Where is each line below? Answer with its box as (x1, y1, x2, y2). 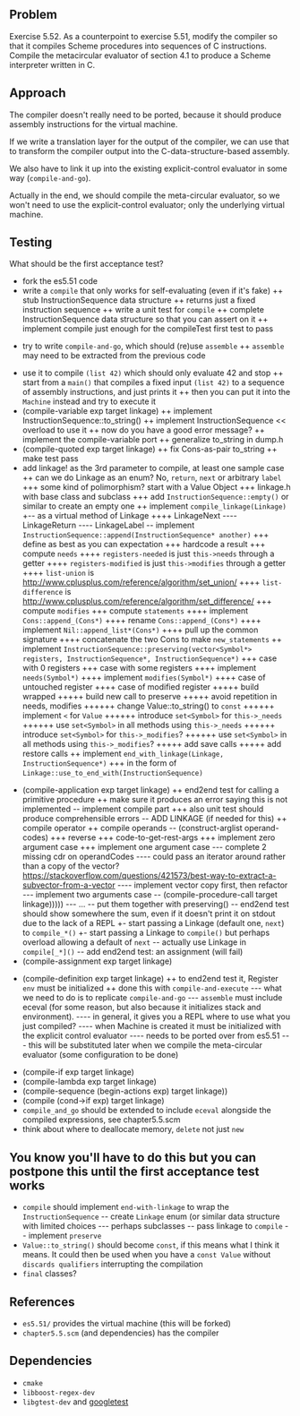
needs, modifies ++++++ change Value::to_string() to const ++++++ (21, 700, 275, 711)
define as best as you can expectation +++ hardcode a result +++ (21, 539, 266, 550)
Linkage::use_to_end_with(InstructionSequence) (21, 769, 203, 778)
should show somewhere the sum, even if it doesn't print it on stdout (21, 908, 276, 919)
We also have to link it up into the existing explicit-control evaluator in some (9, 163, 288, 174)
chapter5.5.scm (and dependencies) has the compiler (21, 1327, 219, 1338)
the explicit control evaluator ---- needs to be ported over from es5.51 (21, 1030, 280, 1042)
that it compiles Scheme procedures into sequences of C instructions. (9, 40, 267, 51)
